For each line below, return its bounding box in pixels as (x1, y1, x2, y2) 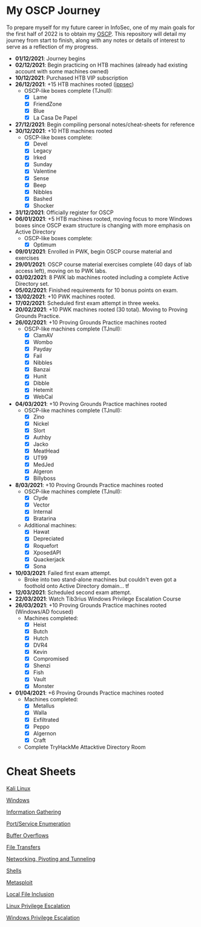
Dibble (33, 380, 50, 387)
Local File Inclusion (6, 890, 54, 898)
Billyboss (33, 474, 56, 482)
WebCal (33, 393, 53, 400)
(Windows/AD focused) (15, 608, 74, 615)
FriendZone (33, 101, 62, 107)
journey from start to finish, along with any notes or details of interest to (6, 36, 185, 44)
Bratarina (33, 515, 56, 522)
